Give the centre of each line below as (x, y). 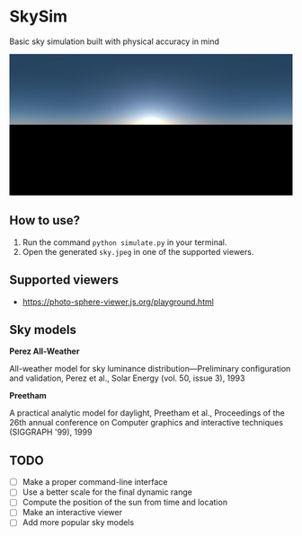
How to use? (45, 220)
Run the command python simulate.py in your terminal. (124, 242)
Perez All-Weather (44, 351)
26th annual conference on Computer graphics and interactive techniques (147, 423)
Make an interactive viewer (72, 513)
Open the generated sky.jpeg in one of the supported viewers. (138, 251)
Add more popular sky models (78, 523)
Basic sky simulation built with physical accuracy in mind (115, 41)
